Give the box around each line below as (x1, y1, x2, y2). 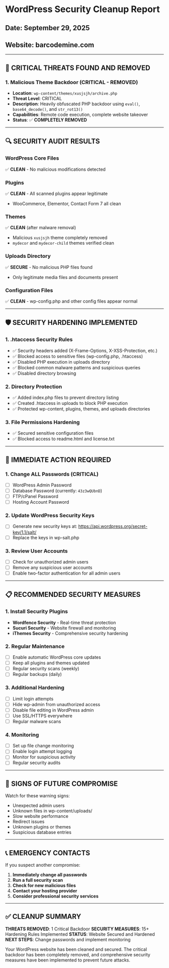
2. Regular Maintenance (5, 643, 65, 650)
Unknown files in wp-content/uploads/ (12, 808, 93, 814)
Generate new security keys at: (12, 523, 77, 529)
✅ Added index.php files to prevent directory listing (12, 394, 119, 400)
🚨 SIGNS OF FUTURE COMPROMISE (5, 779, 118, 788)
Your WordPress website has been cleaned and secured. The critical (5, 946, 147, 952)
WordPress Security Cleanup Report (5, 4, 160, 15)
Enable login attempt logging (12, 748, 72, 754)
